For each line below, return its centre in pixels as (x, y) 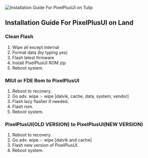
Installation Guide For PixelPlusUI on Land (69, 23)
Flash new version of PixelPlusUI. (45, 145)
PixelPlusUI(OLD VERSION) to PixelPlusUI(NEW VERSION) (74, 124)
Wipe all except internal (35, 47)
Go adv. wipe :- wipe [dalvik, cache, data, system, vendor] (70, 96)
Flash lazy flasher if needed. (40, 101)
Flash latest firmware (33, 57)
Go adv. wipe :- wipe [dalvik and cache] (52, 140)
